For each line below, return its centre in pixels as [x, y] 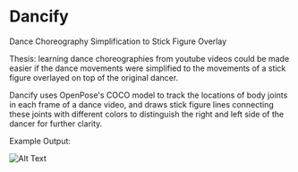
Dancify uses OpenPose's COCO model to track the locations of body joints [149, 95]
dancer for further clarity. [56, 124]
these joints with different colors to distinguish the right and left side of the [147, 114]
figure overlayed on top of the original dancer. [94, 77]
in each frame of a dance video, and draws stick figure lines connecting [142, 104]
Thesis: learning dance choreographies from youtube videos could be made [149, 58]
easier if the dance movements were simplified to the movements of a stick [148, 68]
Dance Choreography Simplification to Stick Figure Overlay [118, 41]
